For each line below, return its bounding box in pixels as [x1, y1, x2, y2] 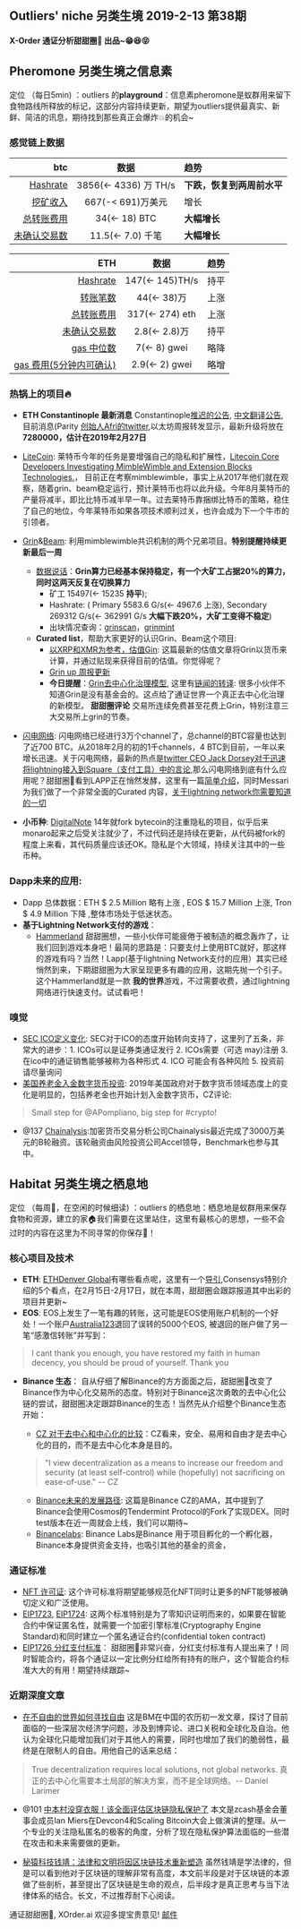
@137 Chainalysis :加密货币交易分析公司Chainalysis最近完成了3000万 [21, 1125, 278, 1136]
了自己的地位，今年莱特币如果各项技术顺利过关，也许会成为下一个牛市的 [21, 505, 289, 517]
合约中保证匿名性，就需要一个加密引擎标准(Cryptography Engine [21, 1620, 262, 1631]
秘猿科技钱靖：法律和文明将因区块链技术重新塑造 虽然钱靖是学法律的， [21, 1856, 284, 1867]
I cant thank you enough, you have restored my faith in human [30, 1348, 261, 1359]
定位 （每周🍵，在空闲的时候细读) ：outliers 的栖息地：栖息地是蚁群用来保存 [9, 1202, 287, 1213]
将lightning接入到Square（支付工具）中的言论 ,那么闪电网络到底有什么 [21, 764, 279, 775]
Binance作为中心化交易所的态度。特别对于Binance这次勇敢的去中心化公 [21, 1387, 287, 1398]
